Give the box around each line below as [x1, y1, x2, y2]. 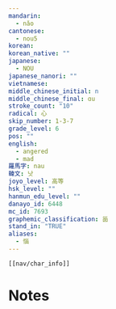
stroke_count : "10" [8, 102, 74, 110]
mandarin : [8, 11, 42, 20]
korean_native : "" [8, 49, 70, 57]
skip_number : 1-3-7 [8, 117, 74, 125]
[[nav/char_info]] [8, 260, 70, 268]
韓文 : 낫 [8, 170, 34, 178]
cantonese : [8, 27, 45, 35]
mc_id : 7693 [8, 207, 48, 215]
